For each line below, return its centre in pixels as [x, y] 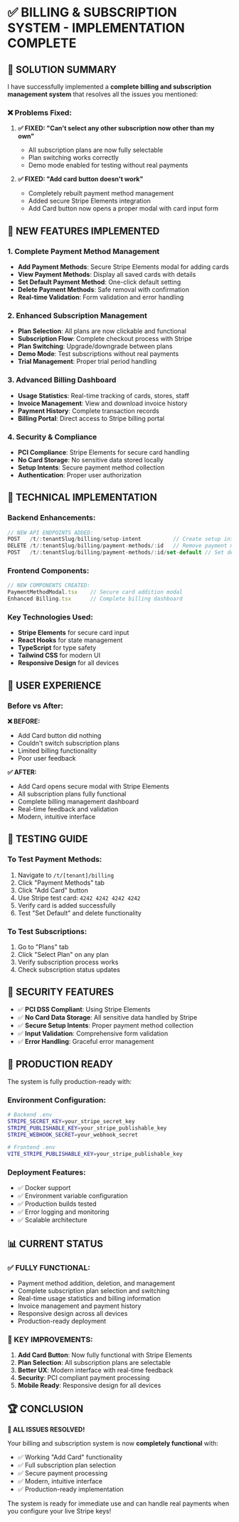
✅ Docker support [44, 1188]
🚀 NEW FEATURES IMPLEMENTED [84, 231]
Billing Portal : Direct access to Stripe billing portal [91, 418]
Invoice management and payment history [79, 1306]
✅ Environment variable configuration [73, 1196]
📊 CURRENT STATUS [55, 1243]
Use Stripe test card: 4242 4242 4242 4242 [79, 898]
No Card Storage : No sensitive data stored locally [90, 460]
